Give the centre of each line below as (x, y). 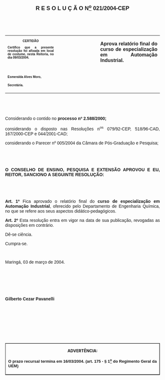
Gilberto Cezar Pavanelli (30, 299)
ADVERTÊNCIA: (82, 351)
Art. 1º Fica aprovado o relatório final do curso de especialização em (82, 201)
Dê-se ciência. (19, 234)
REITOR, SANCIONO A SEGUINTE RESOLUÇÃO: (55, 175)
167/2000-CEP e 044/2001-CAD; (36, 134)
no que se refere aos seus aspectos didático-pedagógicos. (61, 211)
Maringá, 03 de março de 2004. (35, 262)
